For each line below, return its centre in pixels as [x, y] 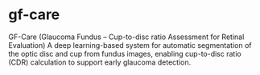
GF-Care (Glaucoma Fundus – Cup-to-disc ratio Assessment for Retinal [126, 37]
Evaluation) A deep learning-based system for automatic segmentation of [130, 45]
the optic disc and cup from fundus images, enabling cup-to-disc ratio [125, 53]
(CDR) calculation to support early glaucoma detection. [100, 62]
